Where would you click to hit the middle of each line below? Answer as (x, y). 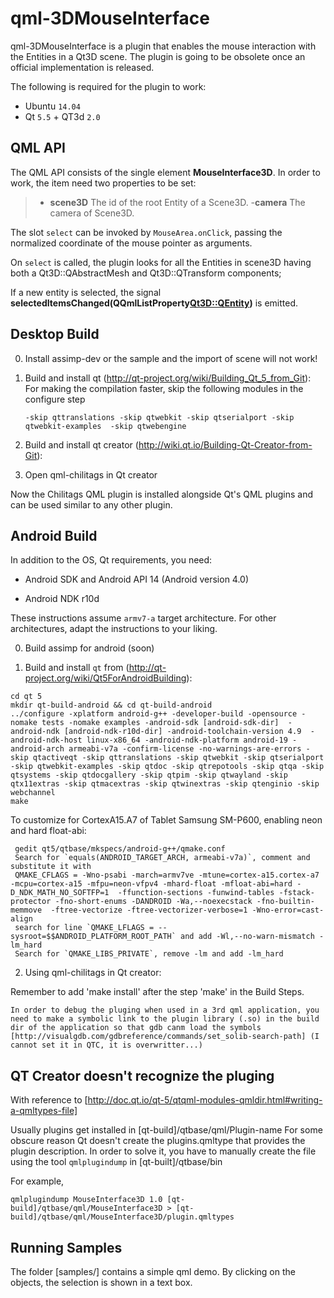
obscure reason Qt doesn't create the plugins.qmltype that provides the (158, 1141)
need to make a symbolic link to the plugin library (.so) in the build (165, 1019)
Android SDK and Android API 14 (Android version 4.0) (137, 579)
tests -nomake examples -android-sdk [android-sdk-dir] (160, 723)
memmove (26, 910)
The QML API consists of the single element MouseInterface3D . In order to (165, 172)
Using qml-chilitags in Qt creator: (93, 973)
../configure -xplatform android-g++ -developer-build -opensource (154, 714)
